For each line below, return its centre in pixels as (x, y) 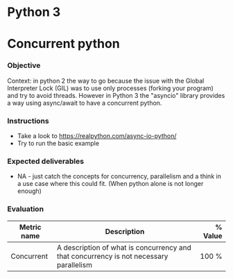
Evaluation (25, 209)
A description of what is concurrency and (124, 247)
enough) (29, 191)
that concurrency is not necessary (112, 256)
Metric (30, 227)
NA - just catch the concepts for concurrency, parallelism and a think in (119, 176)
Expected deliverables (46, 161)
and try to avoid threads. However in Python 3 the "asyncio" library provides (116, 95)
